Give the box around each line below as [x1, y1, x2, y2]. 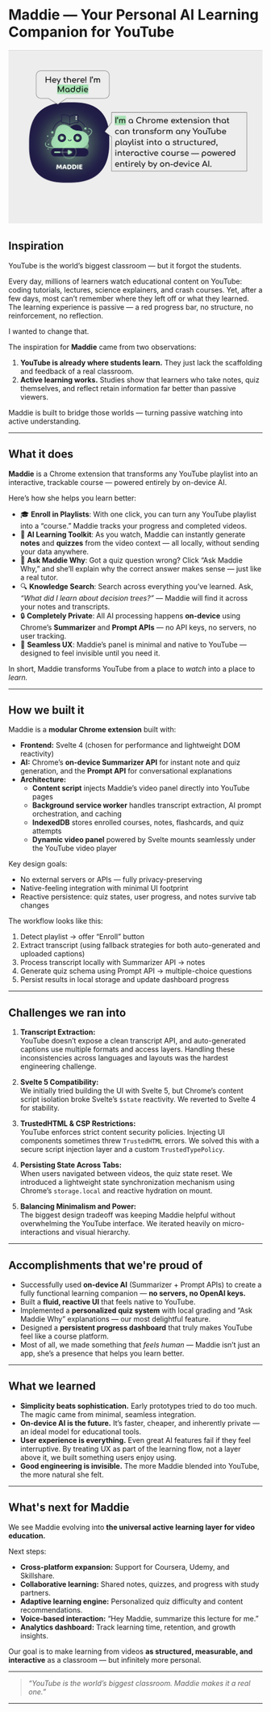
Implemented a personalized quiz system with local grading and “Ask [19, 1305, 252, 1315]
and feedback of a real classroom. [19, 366, 135, 376]
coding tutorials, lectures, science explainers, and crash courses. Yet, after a [8, 285, 263, 294]
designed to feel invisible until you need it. [19, 648, 161, 658]
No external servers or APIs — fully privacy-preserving [19, 875, 203, 884]
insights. [19, 1630, 48, 1640]
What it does [8, 447, 74, 462]
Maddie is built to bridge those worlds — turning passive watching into [8, 407, 244, 417]
